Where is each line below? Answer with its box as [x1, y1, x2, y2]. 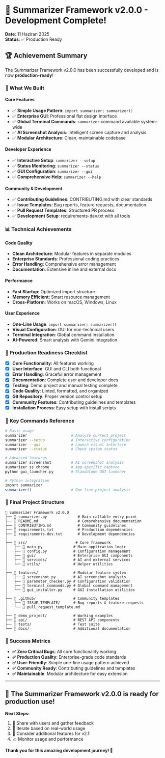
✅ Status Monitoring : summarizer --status [12, 163, 99, 169]
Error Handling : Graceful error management [12, 371, 102, 377]
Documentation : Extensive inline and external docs [12, 266, 116, 272]
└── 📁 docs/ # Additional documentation [5, 626, 131, 631]
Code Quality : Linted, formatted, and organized [12, 388, 109, 394]
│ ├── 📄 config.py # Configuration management [5, 549, 131, 554]
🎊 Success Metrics [5, 637, 51, 644]
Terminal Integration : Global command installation [12, 332, 114, 337]
